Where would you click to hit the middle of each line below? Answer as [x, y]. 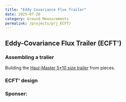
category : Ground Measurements [37, 19]
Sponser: [16, 94]
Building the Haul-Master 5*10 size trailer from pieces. [60, 68]
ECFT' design [22, 80]
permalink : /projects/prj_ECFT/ [38, 23]
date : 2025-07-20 [23, 14]
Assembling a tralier [30, 57]
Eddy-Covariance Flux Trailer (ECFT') [63, 43]
